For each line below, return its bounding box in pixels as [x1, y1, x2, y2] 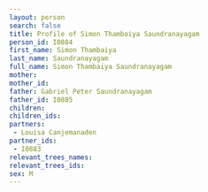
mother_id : [9, 79, 50, 88]
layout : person [9, 12, 65, 22]
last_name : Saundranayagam [9, 54, 109, 63]
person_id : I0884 [9, 37, 73, 47]
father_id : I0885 [9, 95, 73, 104]
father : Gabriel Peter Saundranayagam [9, 87, 152, 96]
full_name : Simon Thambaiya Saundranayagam [9, 63, 173, 72]
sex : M [9, 169, 34, 178]
